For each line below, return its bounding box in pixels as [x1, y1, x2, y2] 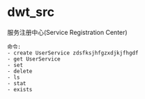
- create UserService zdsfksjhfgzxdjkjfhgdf [7, 49, 139, 56]
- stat [7, 79, 26, 87]
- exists [7, 86, 33, 93]
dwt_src [7, 4, 54, 20]
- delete [7, 68, 33, 75]
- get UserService [7, 55, 61, 63]
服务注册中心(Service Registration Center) [7, 28, 128, 36]
